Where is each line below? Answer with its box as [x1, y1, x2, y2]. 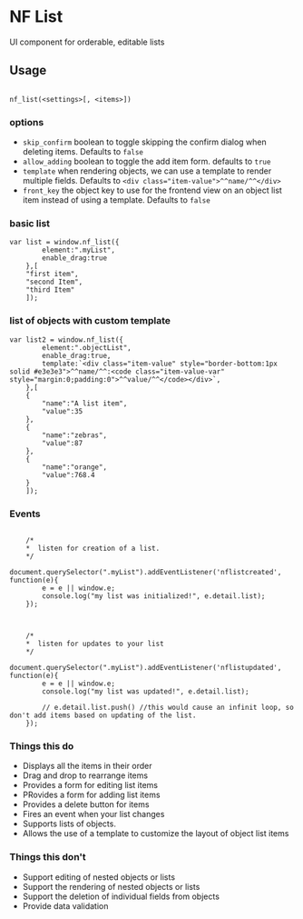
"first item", [25, 270, 79, 279]
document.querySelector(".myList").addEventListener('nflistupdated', [9, 663, 282, 672]
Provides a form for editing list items [22, 780, 159, 791]
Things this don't [9, 851, 86, 864]
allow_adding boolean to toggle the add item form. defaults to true [22, 156, 271, 167]
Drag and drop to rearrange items [22, 770, 148, 781]
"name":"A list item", [42, 398, 128, 408]
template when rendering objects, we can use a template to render [22, 165, 272, 176]
